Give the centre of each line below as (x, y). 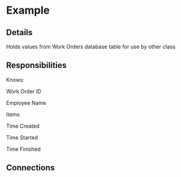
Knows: (15, 80)
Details (19, 32)
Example (28, 10)
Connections (31, 168)
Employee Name (26, 103)
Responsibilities (36, 65)
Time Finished (23, 149)
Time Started (22, 137)
